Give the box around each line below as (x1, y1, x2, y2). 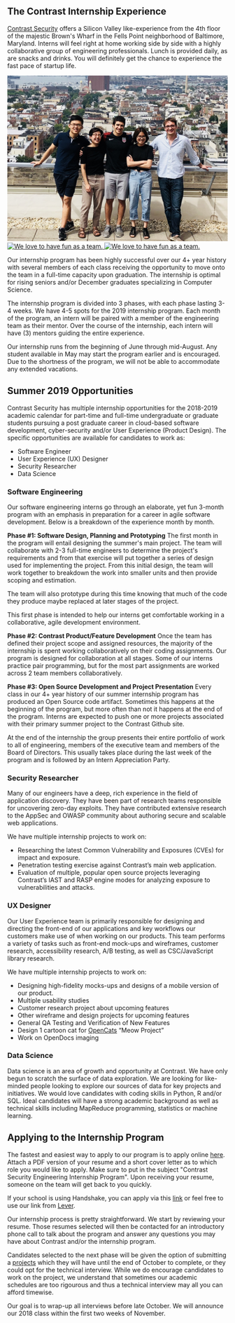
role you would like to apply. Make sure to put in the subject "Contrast (7, 1165, 208, 1174)
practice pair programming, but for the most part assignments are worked (7, 661, 220, 670)
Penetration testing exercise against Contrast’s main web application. (17, 861, 217, 869)
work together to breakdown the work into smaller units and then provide (7, 568, 218, 577)
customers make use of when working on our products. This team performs (7, 932, 225, 940)
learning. (7, 1111, 33, 1120)
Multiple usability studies (17, 996, 90, 1005)
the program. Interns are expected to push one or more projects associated (7, 712, 225, 721)
